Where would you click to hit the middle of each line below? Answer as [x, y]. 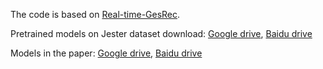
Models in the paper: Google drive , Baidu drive [106, 53]
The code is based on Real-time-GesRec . [95, 14]
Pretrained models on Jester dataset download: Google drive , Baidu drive [161, 33]
